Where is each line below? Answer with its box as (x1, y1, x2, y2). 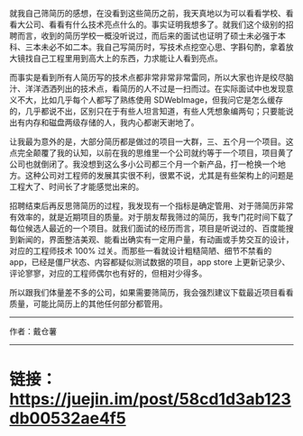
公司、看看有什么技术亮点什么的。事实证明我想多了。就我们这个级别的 (24, 19, 286, 30)
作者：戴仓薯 (9, 326, 57, 336)
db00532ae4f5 (9, 408, 126, 429)
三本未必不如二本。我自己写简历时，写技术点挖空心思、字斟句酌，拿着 (24, 41, 286, 52)
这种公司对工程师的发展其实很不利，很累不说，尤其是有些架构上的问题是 (24, 170, 294, 180)
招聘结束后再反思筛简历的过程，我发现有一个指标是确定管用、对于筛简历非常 (9, 201, 294, 211)
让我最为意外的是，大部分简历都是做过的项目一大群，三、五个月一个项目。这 (9, 136, 294, 147)
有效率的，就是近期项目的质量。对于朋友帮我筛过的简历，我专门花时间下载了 (9, 212, 294, 223)
